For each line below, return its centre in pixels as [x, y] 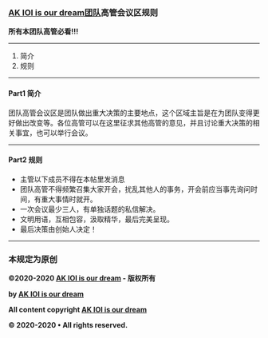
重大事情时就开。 [69, 199]
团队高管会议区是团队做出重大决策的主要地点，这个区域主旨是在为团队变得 [130, 113]
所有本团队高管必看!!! [43, 32]
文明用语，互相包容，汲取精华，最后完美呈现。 [97, 219]
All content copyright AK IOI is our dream [78, 310]
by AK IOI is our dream [46, 294]
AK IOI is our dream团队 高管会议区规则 [83, 12]
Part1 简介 [25, 93]
